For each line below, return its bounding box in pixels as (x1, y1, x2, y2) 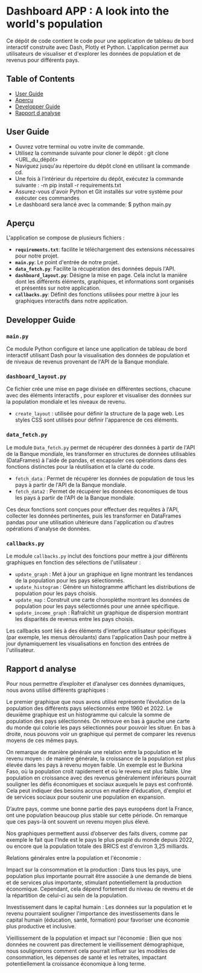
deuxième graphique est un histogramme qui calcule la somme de (6, 711, 170, 718)
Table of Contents (6, 74, 75, 84)
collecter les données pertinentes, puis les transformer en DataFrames (6, 512, 181, 519)
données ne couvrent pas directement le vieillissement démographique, (6, 940, 185, 948)
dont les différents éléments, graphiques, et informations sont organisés (14, 278, 194, 285)
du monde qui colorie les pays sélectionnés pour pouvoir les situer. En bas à (6, 724, 196, 731)
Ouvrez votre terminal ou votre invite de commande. (14, 143, 145, 150)
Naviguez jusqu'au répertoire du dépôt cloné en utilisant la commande (14, 162, 190, 169)
